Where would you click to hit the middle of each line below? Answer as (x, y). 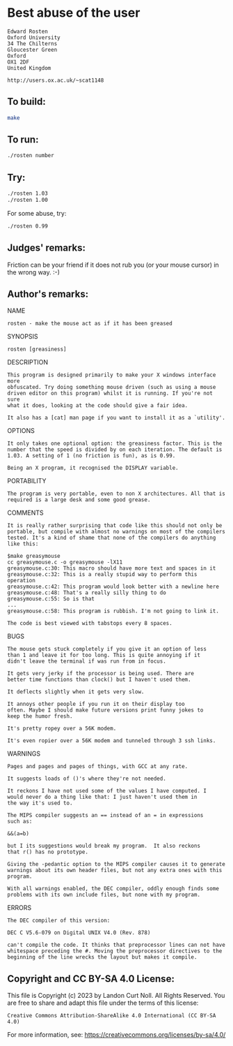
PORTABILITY (27, 481)
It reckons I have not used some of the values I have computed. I (107, 791)
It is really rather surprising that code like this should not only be (115, 526)
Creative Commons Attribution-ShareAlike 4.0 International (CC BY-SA (112, 1016)
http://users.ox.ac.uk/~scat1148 (56, 80)
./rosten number (31, 156)
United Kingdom (29, 68)
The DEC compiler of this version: (59, 921)
